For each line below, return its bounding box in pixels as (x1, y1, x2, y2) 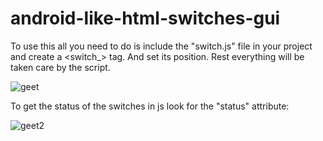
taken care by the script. (10, 61, 111, 73)
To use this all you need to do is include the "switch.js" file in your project (10, 40, 313, 52)
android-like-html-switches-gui (10, 7, 281, 30)
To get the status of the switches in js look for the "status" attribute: (10, 100, 290, 112)
